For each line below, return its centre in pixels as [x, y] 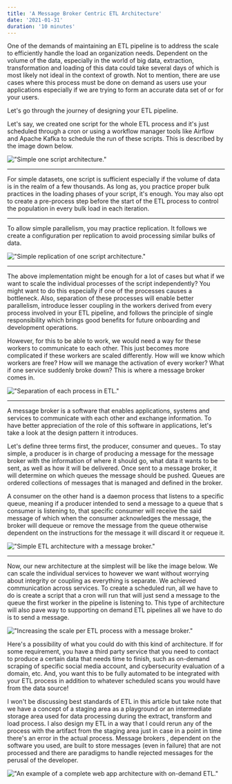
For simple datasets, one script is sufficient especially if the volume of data [114, 179]
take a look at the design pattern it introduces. [72, 433]
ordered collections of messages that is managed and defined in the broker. [115, 483]
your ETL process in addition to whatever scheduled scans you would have [114, 681]
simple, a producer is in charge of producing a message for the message [110, 453]
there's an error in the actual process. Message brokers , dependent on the [114, 738]
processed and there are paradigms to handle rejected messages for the [110, 753]
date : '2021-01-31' [35, 20]
